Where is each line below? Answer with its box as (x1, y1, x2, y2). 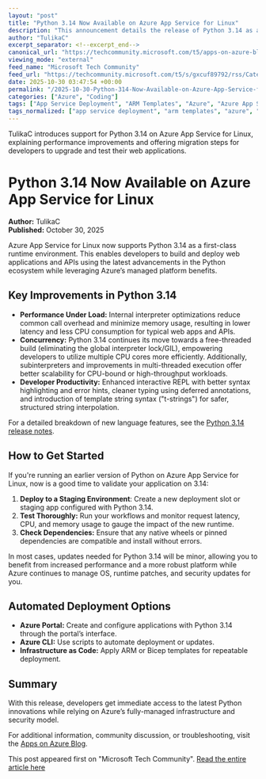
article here (8, 762, 46, 773)
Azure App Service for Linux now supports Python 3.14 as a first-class (8, 240, 237, 250)
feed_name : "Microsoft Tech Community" (8, 63, 140, 71)
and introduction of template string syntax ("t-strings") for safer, (19, 394, 230, 403)
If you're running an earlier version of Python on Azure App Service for (8, 470, 239, 479)
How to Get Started (8, 449, 104, 463)
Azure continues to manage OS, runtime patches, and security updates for (8, 568, 251, 578)
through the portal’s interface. (19, 629, 117, 639)
